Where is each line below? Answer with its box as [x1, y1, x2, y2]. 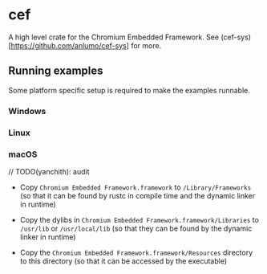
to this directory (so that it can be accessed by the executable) [19, 256, 228, 266]
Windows [8, 105, 47, 117]
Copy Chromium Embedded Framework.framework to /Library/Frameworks [19, 182, 252, 192]
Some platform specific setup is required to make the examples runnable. [8, 85, 250, 95]
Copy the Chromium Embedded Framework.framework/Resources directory [19, 247, 253, 257]
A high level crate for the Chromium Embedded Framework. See [8, 32, 219, 42]
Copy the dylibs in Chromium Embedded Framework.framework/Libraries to [19, 215, 259, 224]
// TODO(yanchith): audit [8, 166, 90, 176]
